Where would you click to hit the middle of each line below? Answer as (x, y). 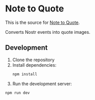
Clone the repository (33, 60)
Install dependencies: (34, 65)
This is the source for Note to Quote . (43, 22)
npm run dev (17, 93)
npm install (25, 74)
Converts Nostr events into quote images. (48, 32)
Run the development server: (42, 84)
